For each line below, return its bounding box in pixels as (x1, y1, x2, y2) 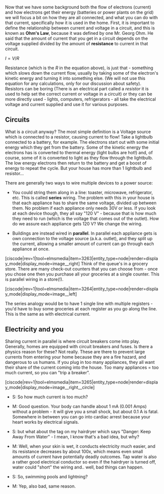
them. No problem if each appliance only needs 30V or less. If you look (12, 205, 156, 211)
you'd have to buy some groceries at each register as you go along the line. (5, 305, 158, 311)
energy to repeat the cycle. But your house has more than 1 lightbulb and (5, 165, 152, 171)
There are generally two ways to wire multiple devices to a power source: (5, 180, 153, 186)
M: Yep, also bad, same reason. (12, 483, 76, 489)
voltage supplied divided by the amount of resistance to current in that (5, 41, 148, 46)
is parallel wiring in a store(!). (5, 276, 64, 282)
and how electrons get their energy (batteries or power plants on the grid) (5, 9, 154, 15)
